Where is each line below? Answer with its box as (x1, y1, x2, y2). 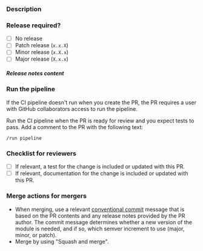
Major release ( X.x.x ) (15, 55, 68, 62)
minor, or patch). (15, 231, 57, 238)
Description (6, 5, 42, 13)
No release (15, 35, 42, 42)
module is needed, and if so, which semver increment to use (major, (15, 225, 185, 232)
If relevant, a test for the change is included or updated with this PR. (15, 163, 185, 170)
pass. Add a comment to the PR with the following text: (6, 123, 144, 130)
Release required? (6, 21, 61, 29)
